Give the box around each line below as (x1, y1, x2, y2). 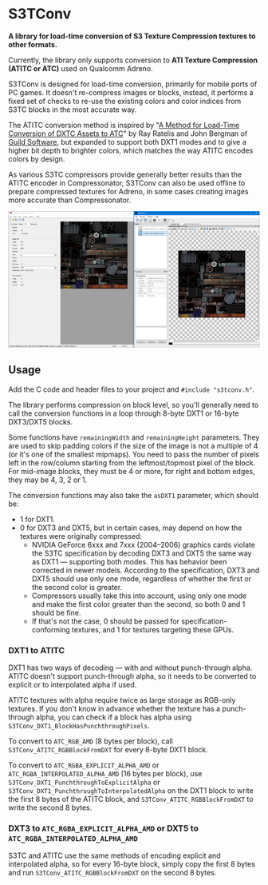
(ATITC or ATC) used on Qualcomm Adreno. (8, 63, 153, 73)
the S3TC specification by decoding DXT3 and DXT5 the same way (31, 548, 252, 558)
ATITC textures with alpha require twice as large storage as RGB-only (8, 696, 236, 705)
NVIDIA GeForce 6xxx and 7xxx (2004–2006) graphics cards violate (31, 540, 255, 549)
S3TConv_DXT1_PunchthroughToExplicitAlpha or (8, 777, 160, 787)
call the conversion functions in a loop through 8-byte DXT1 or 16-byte (8, 409, 239, 418)
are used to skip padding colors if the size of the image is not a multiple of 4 (8, 441, 258, 450)
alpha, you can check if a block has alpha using (35, 712, 192, 722)
